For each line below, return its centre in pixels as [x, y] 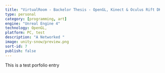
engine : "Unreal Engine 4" [33, 23]
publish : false [21, 51]
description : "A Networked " [35, 37]
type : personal [21, 14]
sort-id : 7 [16, 46]
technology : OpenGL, [26, 28]
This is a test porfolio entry [32, 65]
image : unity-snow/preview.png [37, 42]
